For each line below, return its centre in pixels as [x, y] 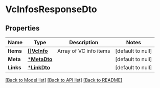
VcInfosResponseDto [51, 9]
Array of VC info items [84, 51]
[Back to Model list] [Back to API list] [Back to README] [64, 80]
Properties [22, 28]
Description [84, 42]
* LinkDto [39, 67]
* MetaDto [40, 59]
